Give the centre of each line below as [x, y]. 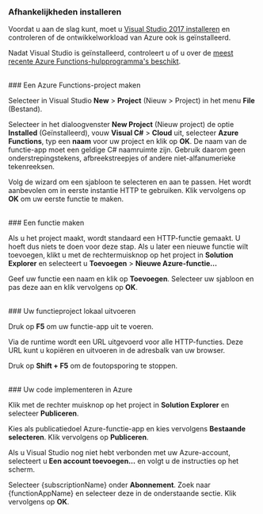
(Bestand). [25, 109]
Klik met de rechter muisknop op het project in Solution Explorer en [119, 405]
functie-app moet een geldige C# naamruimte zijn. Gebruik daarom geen [127, 150]
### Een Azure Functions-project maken [74, 85]
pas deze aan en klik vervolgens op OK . [73, 288]
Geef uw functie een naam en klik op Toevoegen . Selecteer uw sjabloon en [131, 279]
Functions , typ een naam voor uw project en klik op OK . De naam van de [128, 141]
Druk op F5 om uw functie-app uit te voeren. [81, 327]
